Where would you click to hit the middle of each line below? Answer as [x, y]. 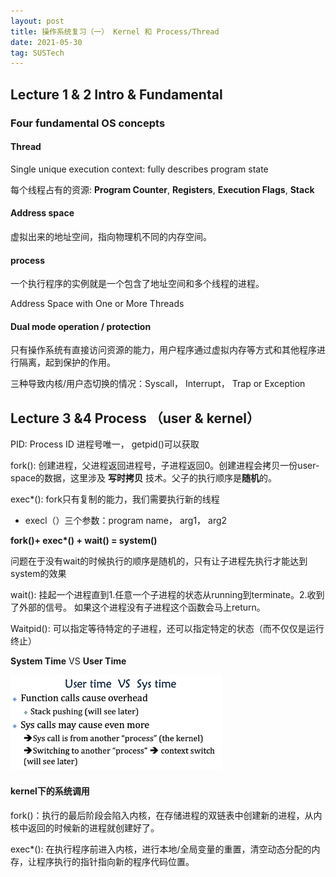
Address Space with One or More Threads [97, 304]
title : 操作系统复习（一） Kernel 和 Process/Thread [115, 31]
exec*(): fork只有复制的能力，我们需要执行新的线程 [115, 499]
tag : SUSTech [37, 53]
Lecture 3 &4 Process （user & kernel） [135, 418]
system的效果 [38, 574]
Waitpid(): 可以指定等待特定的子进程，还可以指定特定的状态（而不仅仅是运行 [167, 629]
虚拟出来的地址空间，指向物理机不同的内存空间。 [111, 236]
